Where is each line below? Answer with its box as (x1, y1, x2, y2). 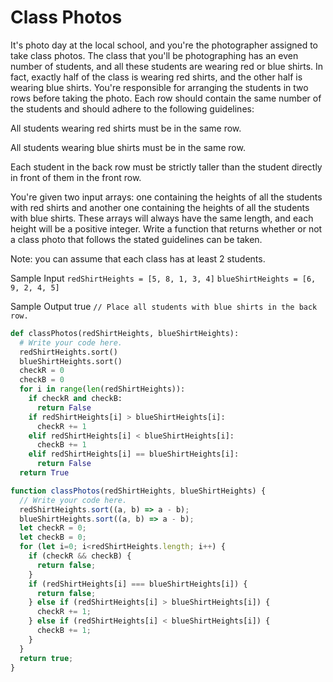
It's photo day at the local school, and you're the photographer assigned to (10, 39, 319, 51)
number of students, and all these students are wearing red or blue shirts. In (10, 60, 324, 72)
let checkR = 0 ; (19, 523, 87, 533)
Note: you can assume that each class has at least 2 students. (10, 252, 266, 265)
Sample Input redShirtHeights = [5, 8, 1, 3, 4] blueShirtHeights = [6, (10, 272, 317, 284)
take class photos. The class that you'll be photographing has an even (10, 49, 299, 61)
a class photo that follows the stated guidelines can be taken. (10, 233, 263, 245)
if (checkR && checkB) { (28, 551, 132, 561)
